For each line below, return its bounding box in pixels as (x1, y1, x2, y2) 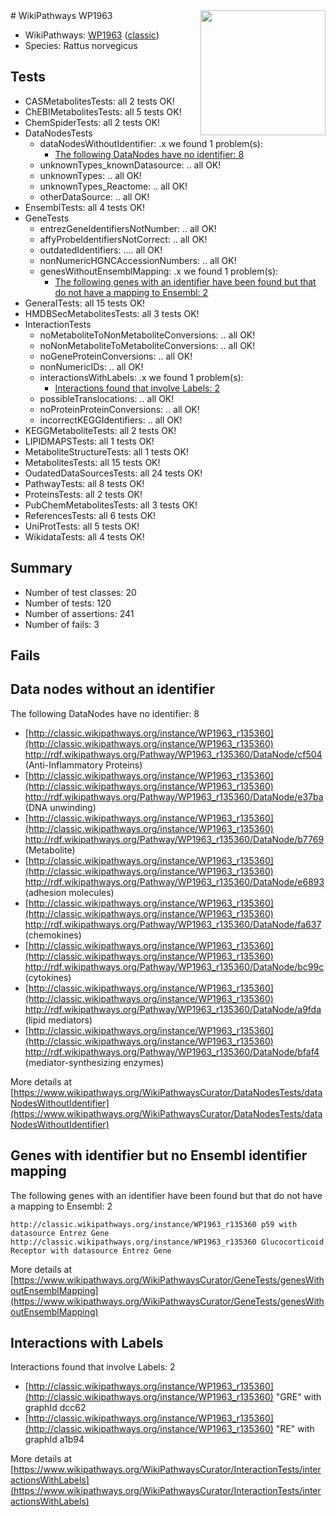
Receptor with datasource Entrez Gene (10, 1245, 172, 1256)
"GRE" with (275, 1391, 322, 1403)
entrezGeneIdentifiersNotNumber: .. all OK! (39, 222, 217, 234)
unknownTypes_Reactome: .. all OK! (39, 180, 188, 192)
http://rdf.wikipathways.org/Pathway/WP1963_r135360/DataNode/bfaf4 (24, 1045, 320, 1058)
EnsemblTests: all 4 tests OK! (24, 201, 146, 213)
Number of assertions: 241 (24, 607, 135, 619)
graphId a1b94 (24, 1434, 85, 1446)
